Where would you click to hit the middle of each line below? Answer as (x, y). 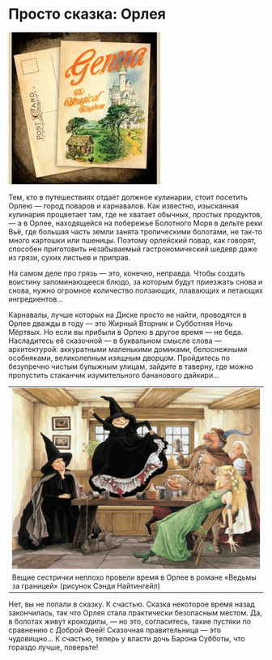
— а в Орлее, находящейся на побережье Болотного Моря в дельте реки (136, 223)
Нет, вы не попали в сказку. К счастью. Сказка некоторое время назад (132, 604)
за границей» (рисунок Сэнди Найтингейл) (86, 586)
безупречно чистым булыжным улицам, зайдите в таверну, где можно (131, 366)
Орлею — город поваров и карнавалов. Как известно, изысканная (124, 206)
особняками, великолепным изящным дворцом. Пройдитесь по (119, 358)
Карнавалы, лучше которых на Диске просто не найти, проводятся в (127, 315)
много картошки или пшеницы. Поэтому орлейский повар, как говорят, (132, 240)
